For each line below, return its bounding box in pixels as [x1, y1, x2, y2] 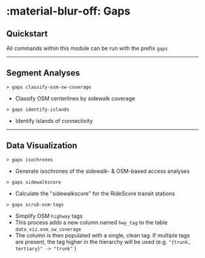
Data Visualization [6, 141, 77, 151]
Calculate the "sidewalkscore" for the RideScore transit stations [15, 190, 175, 197]
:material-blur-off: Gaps [6, 4, 131, 18]
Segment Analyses [6, 68, 81, 78]
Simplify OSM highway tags [15, 212, 83, 220]
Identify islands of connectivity [15, 117, 93, 124]
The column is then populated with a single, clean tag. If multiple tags [15, 231, 190, 239]
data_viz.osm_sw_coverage [15, 226, 81, 232]
